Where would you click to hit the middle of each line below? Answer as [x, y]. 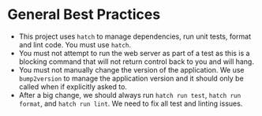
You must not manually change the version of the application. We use [131, 69]
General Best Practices [84, 15]
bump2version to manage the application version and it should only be [131, 78]
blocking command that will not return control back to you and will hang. [136, 62]
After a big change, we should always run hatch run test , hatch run [130, 95]
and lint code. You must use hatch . [75, 44]
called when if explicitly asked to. [73, 86]
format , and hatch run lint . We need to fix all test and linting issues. [131, 103]
